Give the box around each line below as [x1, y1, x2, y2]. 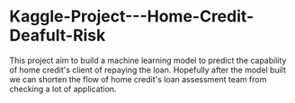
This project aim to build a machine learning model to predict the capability [9, 55, 287, 65]
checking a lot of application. [9, 83, 117, 94]
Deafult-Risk [9, 25, 106, 46]
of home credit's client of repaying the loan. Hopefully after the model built [9, 64, 286, 75]
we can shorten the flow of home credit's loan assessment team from [9, 73, 267, 84]
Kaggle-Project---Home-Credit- [9, 6, 255, 27]
